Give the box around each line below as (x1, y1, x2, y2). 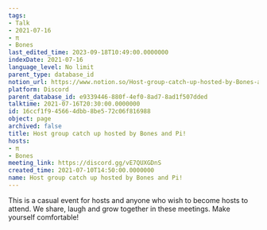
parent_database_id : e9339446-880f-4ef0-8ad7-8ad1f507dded (8, 93, 208, 101)
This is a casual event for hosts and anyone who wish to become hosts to (8, 195, 249, 205)
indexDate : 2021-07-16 (8, 56, 83, 64)
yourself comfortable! (8, 212, 79, 222)
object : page (8, 115, 52, 123)
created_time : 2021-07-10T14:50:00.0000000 (8, 167, 155, 174)
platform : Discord (8, 85, 69, 94)
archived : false (8, 122, 62, 130)
